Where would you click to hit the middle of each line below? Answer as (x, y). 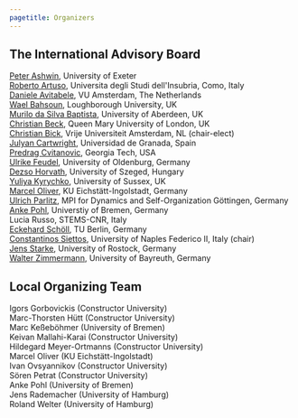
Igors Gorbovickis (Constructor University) (88, 309)
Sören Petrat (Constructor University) (79, 376)
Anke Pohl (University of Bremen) (71, 385)
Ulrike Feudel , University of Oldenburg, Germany (100, 163)
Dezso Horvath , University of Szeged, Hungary (97, 172)
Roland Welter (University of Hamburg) (82, 404)
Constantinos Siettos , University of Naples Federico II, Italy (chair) (132, 239)
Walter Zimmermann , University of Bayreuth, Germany (110, 258)
